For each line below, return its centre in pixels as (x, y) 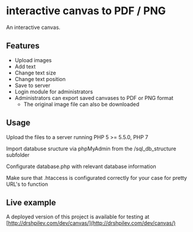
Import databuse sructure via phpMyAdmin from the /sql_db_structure (91, 149)
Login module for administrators (54, 91)
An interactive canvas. (33, 27)
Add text (25, 66)
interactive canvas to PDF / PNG (86, 11)
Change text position (40, 79)
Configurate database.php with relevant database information (81, 166)
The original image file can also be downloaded (81, 104)
